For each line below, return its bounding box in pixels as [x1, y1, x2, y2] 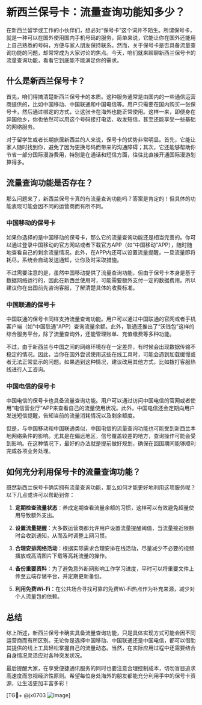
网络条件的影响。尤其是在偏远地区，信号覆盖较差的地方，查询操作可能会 [11, 433, 191, 440]
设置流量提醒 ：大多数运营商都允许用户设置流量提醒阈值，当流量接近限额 [14, 525, 194, 532]
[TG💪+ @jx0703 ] [6, 692, 71, 699]
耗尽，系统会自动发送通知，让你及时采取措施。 [6, 256, 122, 263]
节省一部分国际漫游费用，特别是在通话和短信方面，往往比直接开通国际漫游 [6, 151, 191, 158]
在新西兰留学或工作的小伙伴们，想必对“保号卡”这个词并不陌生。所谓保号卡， [6, 26, 195, 34]
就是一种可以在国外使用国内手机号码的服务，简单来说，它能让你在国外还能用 [6, 34, 196, 41]
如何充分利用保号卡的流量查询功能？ [6, 467, 141, 477]
